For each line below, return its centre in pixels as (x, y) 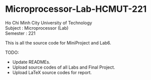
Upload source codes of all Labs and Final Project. (64, 67)
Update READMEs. (31, 62)
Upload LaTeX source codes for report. (52, 72)
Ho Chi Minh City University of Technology (49, 23)
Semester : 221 (20, 33)
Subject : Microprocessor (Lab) (37, 28)
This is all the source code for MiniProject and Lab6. (58, 42)
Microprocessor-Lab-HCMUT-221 (76, 9)
